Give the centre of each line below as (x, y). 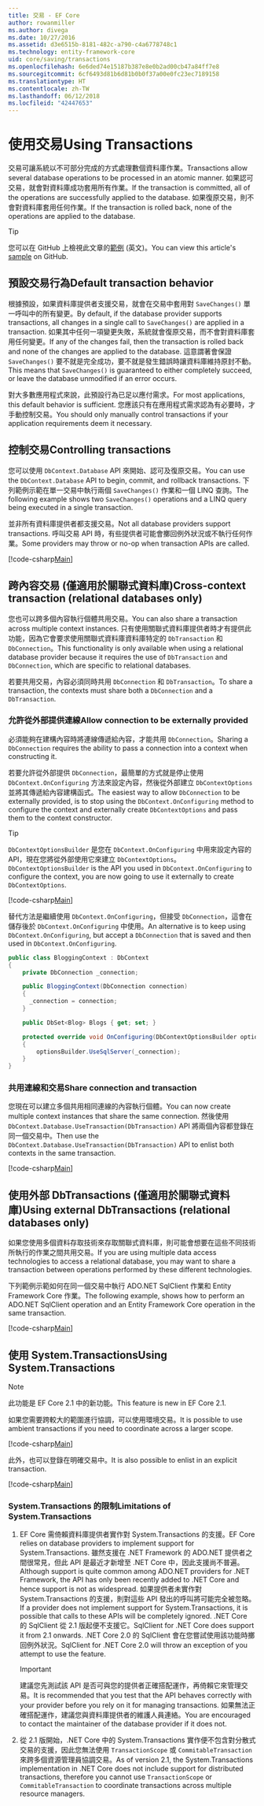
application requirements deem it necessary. (80, 423)
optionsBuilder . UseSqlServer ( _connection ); (108, 1052)
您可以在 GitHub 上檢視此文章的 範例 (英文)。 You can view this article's (122, 248)
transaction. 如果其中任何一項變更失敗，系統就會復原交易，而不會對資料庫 (128, 331)
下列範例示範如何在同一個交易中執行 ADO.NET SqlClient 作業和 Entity (120, 1286)
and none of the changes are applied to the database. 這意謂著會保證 (120, 351)
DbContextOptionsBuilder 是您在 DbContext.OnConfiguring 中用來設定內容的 (130, 849)
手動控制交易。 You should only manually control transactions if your (118, 414)
